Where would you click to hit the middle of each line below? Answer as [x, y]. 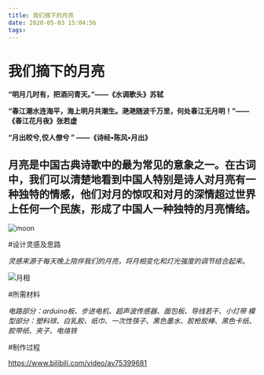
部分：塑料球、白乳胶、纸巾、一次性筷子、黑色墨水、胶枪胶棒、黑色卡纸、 [135, 321]
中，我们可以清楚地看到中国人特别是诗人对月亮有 [127, 179]
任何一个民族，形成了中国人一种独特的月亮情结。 [137, 209]
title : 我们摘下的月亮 [41, 15]
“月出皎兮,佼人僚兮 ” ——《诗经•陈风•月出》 [80, 137]
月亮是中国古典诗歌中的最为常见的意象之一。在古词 [132, 164]
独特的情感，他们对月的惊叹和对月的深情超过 [127, 194]
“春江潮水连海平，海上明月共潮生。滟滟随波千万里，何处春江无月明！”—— [129, 111]
